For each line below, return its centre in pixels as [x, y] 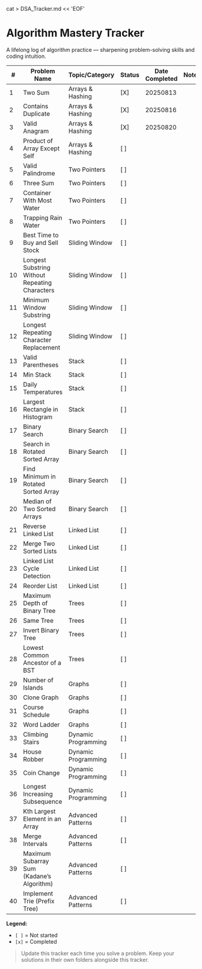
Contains [36, 106]
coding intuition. [26, 56]
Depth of [35, 603]
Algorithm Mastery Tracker [75, 33]
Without [34, 275]
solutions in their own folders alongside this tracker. [85, 959]
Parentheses [41, 364]
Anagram [36, 131]
